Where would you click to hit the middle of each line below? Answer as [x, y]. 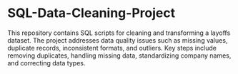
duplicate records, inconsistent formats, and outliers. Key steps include [112, 48]
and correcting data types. [46, 63]
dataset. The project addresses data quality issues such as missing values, [118, 40]
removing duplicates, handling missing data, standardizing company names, [119, 55]
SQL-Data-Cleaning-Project [91, 13]
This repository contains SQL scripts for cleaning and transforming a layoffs [119, 33]
